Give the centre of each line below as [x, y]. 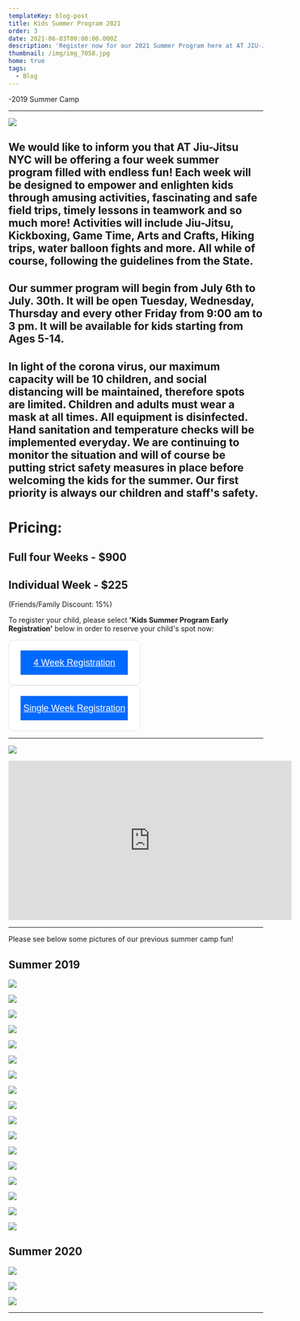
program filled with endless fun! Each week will [130, 173]
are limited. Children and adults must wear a [122, 404]
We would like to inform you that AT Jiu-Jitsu [124, 148]
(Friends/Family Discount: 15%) [61, 604]
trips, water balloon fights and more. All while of [132, 249]
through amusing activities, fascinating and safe [133, 198]
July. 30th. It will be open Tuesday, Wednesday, [131, 301]
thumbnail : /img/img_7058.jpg [59, 53]
